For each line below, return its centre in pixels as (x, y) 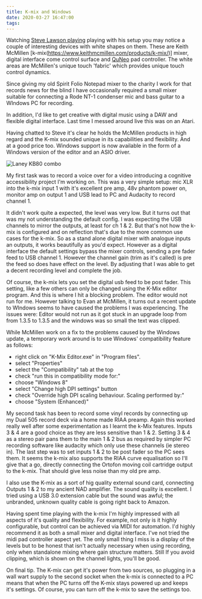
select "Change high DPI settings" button (66, 389)
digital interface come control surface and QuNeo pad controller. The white (99, 59)
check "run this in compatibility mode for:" (68, 376)
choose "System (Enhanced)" (52, 402)
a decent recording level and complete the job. (64, 271)
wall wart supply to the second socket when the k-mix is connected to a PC (100, 577)
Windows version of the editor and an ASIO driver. (68, 152)
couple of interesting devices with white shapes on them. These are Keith (97, 46)
